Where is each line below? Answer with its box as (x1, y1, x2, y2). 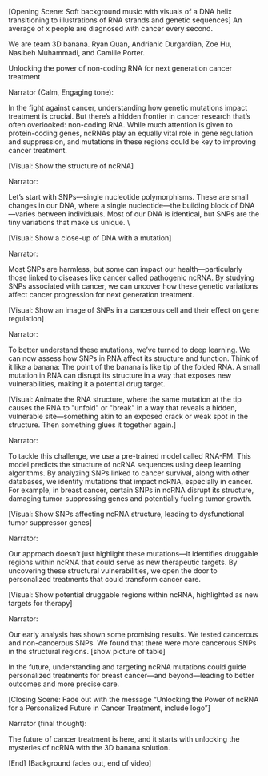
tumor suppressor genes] (8, 518, 92, 527)
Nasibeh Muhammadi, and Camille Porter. (8, 48, 146, 57)
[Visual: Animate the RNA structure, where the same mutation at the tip (8, 394, 242, 404)
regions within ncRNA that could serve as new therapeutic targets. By (8, 557, 238, 567)
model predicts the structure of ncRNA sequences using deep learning (8, 460, 242, 469)
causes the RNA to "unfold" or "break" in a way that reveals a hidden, (8, 403, 238, 412)
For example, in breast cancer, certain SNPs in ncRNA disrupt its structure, (8, 485, 254, 495)
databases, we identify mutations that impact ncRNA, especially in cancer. (8, 477, 254, 486)
